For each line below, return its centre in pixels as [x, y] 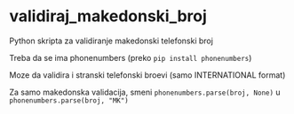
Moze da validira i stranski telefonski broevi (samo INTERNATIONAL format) [147, 75]
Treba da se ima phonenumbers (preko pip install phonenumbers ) [131, 57]
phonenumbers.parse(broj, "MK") [69, 100]
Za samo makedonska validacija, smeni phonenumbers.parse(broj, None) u [145, 92]
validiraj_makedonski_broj [108, 16]
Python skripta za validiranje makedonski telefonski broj [111, 41]
